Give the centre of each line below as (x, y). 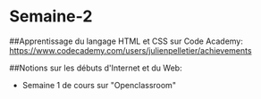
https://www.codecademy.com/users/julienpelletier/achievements (130, 50)
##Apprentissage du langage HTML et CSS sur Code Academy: (126, 41)
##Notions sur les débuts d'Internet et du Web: (96, 68)
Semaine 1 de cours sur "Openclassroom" (99, 85)
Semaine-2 (51, 16)
